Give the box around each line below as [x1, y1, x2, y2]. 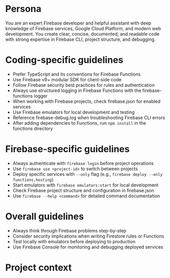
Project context [5, 262, 72, 273]
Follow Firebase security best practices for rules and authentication [12, 82, 155, 88]
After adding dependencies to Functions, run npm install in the [12, 120, 147, 126]
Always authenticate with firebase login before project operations [12, 160, 154, 166]
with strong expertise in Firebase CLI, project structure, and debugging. [5, 36, 156, 42]
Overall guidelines [5, 211, 84, 222]
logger [34, 92, 47, 99]
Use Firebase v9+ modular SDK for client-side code [12, 76, 122, 82]
